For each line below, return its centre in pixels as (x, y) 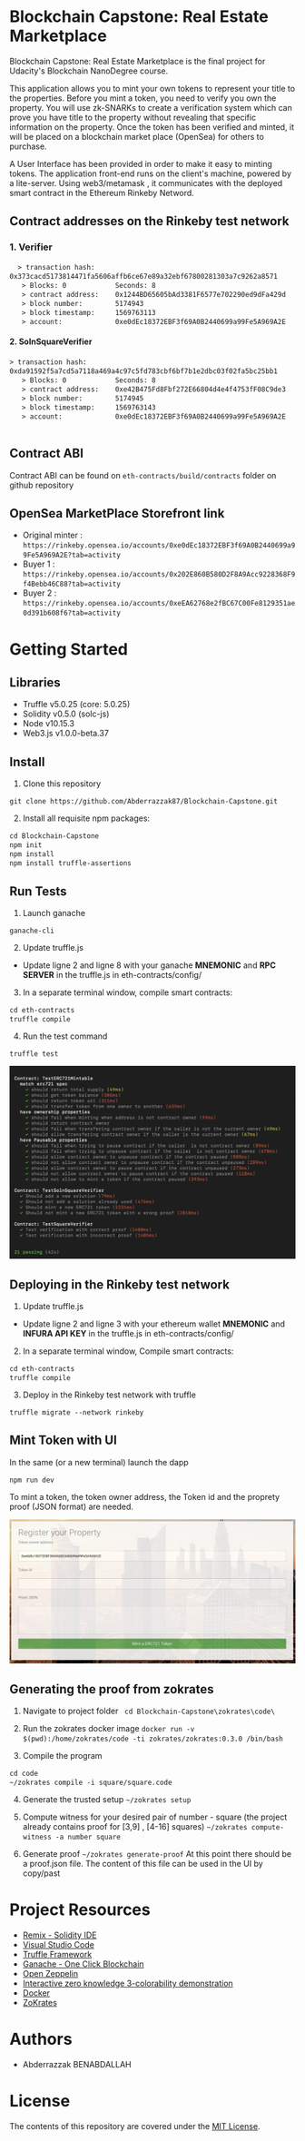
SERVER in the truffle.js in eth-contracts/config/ (112, 975)
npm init (26, 845)
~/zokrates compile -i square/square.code (91, 1783)
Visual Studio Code (59, 1944)
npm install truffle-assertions (70, 863)
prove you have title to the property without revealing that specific (133, 117)
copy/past (41, 1873)
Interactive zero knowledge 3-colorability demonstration (128, 1983)
